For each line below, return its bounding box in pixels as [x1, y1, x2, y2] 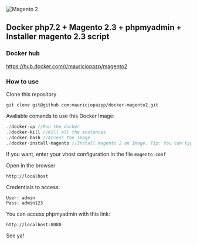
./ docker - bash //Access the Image [6, 135, 91, 140]
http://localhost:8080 [6, 222, 62, 228]
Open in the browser [6, 162, 56, 169]
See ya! [6, 232, 25, 239]
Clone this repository [6, 90, 57, 98]
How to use [6, 77, 39, 85]
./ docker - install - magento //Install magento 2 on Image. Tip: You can [6, 140, 182, 146]
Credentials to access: [6, 184, 60, 191]
